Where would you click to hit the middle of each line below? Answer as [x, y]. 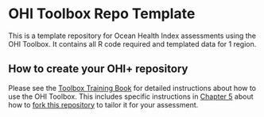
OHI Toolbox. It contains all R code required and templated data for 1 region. [132, 43]
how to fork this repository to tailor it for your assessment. [103, 104]
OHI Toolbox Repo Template [102, 14]
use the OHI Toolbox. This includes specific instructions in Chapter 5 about [131, 96]
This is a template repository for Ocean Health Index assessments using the [132, 36]
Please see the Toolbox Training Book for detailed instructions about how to [132, 88]
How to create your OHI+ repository [98, 69]
